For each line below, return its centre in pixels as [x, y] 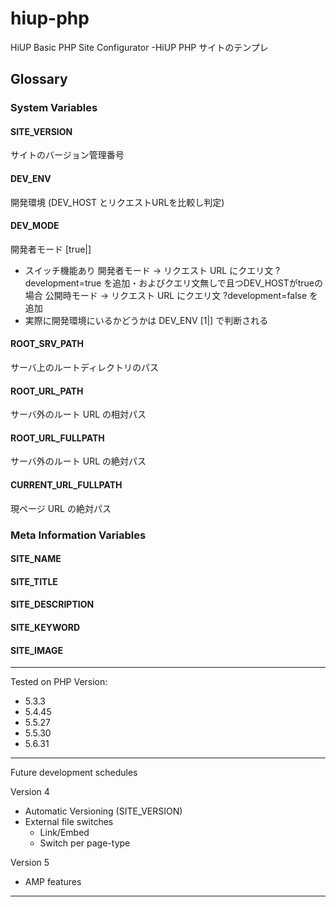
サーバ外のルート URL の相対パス [78, 414]
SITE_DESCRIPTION [52, 604]
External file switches [69, 822]
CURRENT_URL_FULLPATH [66, 485]
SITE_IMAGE [36, 650]
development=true [63, 283]
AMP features [53, 882]
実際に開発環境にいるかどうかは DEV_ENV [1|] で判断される [146, 320]
